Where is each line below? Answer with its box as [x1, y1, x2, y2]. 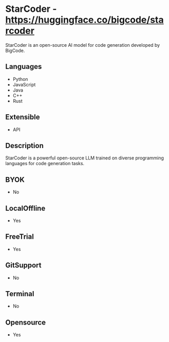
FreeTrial [5, 232, 34, 241]
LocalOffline [5, 204, 46, 212]
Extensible [5, 113, 40, 121]
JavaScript [12, 81, 36, 87]
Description [5, 141, 44, 150]
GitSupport [5, 261, 42, 270]
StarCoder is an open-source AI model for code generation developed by [5, 42, 160, 48]
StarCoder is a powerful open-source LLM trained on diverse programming [5, 155, 164, 161]
